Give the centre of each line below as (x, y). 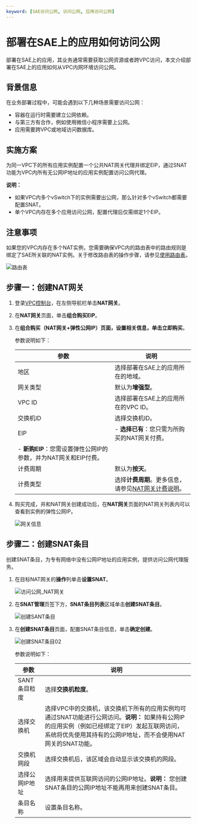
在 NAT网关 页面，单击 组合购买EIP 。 (57, 315)
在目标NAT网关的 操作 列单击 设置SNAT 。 (63, 579)
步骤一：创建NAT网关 (45, 288)
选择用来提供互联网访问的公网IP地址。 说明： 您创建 (116, 779)
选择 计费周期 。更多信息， (150, 480)
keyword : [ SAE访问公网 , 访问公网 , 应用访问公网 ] (60, 11)
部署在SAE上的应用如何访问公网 (83, 42)
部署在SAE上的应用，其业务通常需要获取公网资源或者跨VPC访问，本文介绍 (96, 60)
